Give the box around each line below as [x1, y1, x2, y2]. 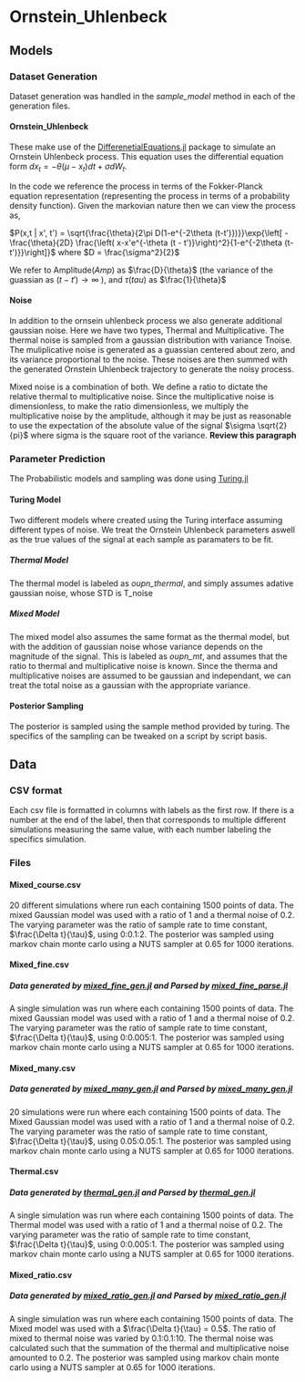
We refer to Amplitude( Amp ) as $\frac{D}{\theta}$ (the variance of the [9, 264, 273, 275]
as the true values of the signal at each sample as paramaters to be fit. [9, 533, 274, 544]
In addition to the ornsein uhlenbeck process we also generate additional [9, 315, 283, 326]
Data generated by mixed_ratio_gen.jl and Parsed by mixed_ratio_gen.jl [9, 1290, 287, 1301]
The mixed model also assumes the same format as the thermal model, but [9, 631, 290, 642]
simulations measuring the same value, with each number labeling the [9, 824, 271, 835]
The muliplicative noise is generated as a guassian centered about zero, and [9, 345, 296, 356]
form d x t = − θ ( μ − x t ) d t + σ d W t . [9, 161, 127, 174]
